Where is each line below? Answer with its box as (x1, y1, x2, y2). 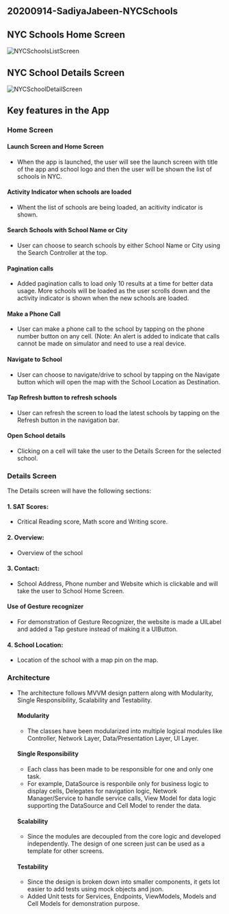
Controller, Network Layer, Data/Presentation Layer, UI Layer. (27, 734, 199, 742)
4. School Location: (7, 641, 64, 649)
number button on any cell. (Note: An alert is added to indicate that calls (16, 332, 220, 341)
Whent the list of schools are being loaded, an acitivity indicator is (16, 203, 203, 211)
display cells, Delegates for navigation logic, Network (27, 787, 178, 795)
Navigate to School (7, 355, 63, 363)
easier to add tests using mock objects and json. (27, 885, 164, 893)
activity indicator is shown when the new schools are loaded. (16, 294, 189, 302)
